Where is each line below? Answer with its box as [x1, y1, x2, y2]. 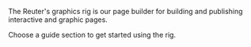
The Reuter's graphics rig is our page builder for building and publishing [8, 7, 243, 16]
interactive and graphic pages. [8, 15, 108, 24]
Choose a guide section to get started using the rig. [8, 31, 177, 39]
